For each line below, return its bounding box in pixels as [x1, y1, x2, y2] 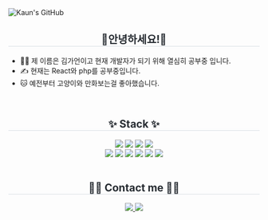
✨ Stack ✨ [108, 117, 160, 131]
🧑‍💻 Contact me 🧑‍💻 [88, 181, 180, 194]
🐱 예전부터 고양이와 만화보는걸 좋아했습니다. [19, 78, 160, 88]
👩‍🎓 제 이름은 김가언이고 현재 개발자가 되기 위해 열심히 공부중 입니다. [19, 56, 231, 65]
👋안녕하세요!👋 [100, 33, 167, 46]
